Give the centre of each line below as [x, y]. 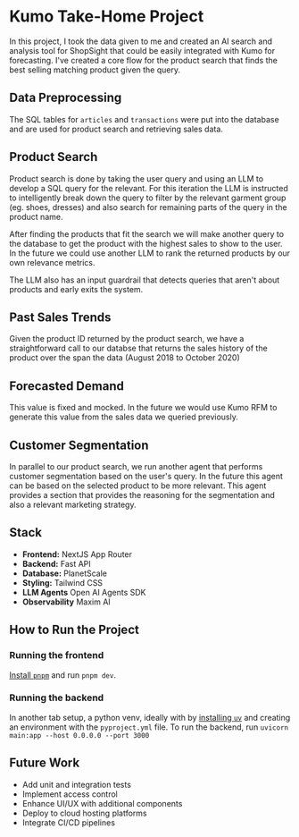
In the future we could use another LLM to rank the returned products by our [150, 253]
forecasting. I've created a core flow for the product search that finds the [144, 60]
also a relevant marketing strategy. [73, 504]
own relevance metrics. [52, 262]
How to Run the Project [75, 630]
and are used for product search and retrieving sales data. [116, 129]
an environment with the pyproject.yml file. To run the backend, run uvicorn [149, 727]
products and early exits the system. [76, 289]
